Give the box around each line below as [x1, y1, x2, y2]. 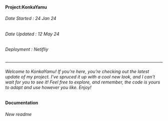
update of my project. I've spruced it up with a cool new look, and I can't [5, 73, 155, 79]
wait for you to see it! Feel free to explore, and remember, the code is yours [5, 79, 160, 85]
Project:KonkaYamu [5, 4, 47, 10]
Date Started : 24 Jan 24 [5, 15, 56, 21]
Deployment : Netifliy [5, 46, 48, 52]
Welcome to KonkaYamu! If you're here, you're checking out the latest [5, 68, 149, 74]
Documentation [5, 100, 38, 106]
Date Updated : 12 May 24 [5, 30, 59, 37]
